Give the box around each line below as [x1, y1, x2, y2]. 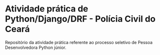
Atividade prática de [5, 3, 88, 14]
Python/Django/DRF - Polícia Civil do [5, 13, 156, 24]
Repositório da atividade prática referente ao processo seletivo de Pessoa [5, 39, 153, 45]
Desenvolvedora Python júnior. [5, 44, 66, 50]
